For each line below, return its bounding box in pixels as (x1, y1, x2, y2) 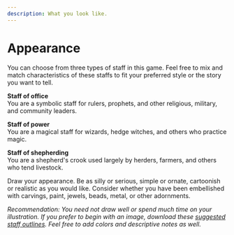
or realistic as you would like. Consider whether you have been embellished (7, 184, 225, 192)
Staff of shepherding (7, 148, 69, 157)
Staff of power (7, 120, 50, 128)
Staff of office (7, 91, 49, 100)
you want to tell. (7, 78, 54, 86)
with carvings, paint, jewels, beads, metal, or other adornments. (7, 191, 191, 199)
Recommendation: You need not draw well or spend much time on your (7, 205, 212, 213)
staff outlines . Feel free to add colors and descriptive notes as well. (7, 220, 201, 228)
